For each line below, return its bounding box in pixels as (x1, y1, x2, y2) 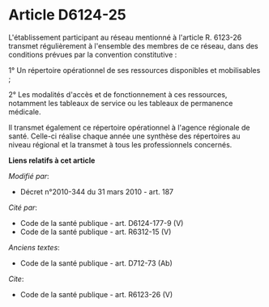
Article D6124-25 (8, 6, 127, 24)
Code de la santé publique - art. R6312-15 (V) (19, 227, 172, 237)
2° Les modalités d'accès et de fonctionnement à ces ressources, (8, 89, 228, 99)
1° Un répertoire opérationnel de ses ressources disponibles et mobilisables (8, 65, 261, 75)
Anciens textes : (8, 242, 61, 252)
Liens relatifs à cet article (8, 156, 96, 165)
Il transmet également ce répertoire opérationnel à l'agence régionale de (8, 122, 250, 132)
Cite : (8, 274, 24, 284)
